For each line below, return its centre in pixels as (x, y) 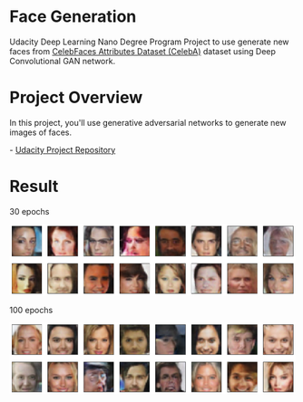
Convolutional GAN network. (63, 61)
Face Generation (73, 17)
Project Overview (76, 98)
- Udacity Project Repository (63, 149)
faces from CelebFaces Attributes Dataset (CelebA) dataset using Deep (143, 51)
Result (34, 187)
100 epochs (31, 310)
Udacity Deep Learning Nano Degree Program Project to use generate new (149, 42)
